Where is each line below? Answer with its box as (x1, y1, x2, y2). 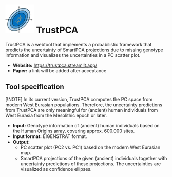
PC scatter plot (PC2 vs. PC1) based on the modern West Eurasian (20, 144, 161, 150)
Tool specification (5, 83, 64, 91)
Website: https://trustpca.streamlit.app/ (12, 62, 98, 68)
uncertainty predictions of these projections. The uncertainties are (20, 161, 161, 167)
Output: (12, 139, 30, 145)
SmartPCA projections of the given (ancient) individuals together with (20, 155, 167, 161)
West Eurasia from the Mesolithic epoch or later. (5, 112, 107, 119)
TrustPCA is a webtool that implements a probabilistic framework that (5, 41, 152, 47)
